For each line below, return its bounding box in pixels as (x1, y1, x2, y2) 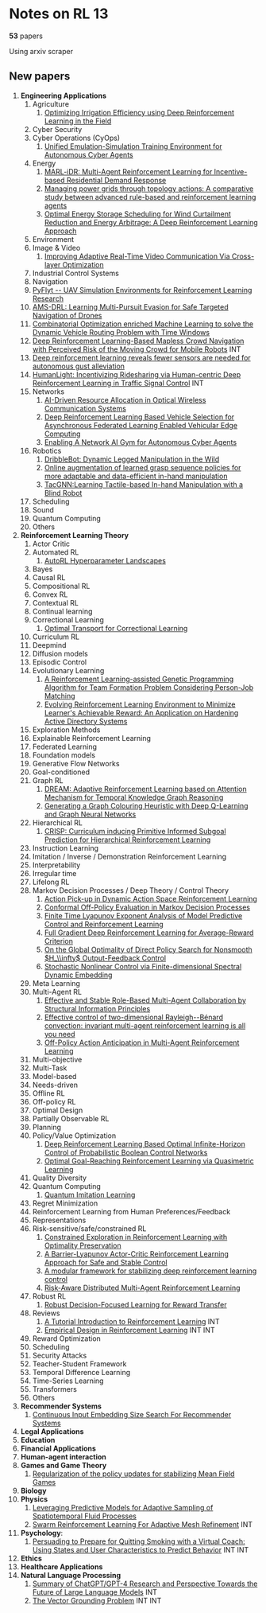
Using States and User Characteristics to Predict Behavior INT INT (32, 1545, 249, 1554)
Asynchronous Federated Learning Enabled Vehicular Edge (44, 420, 237, 430)
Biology (20, 1486, 47, 1495)
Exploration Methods (32, 725, 101, 734)
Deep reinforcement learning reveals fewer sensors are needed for (32, 353, 251, 362)
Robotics (32, 446, 62, 455)
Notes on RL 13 (9, 5, 109, 23)
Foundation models (32, 750, 96, 760)
